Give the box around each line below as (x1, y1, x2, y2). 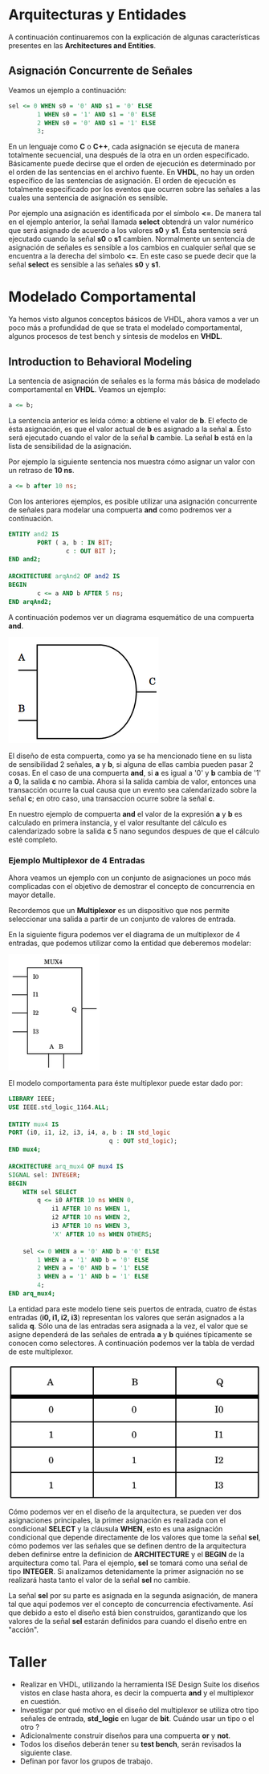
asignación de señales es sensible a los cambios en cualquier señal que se (8, 243, 256, 252)
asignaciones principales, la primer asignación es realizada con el (8, 1515, 226, 1525)
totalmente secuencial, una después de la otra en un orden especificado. (8, 150, 251, 160)
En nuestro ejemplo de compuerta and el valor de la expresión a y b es (8, 809, 243, 818)
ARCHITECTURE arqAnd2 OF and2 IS (8, 573, 120, 581)
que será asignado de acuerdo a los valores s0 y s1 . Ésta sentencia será (8, 226, 247, 235)
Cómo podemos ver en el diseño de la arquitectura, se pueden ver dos (8, 1507, 243, 1516)
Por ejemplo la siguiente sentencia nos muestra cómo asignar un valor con (8, 456, 255, 467)
